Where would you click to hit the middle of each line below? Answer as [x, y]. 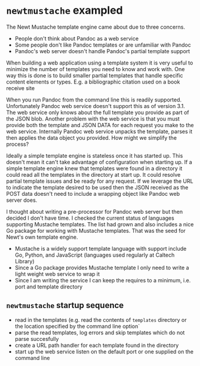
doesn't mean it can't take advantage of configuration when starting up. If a [99, 162]
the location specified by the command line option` [77, 326]
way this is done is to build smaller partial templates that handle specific [95, 75]
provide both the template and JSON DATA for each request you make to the [100, 125]
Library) [24, 261]
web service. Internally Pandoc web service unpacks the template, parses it [99, 131]
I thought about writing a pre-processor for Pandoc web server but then [95, 211]
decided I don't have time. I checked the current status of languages [90, 218]
